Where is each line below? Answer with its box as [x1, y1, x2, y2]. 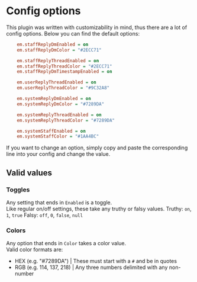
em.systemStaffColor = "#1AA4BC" [17, 133, 99, 140]
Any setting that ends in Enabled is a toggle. [6, 199, 112, 206]
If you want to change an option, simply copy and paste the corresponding [6, 144, 188, 152]
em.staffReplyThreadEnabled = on [17, 57, 99, 63]
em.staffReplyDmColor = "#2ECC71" [17, 47, 102, 53]
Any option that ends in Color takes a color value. [6, 240, 127, 247]
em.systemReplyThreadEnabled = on [17, 111, 102, 118]
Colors [6, 226, 26, 235]
